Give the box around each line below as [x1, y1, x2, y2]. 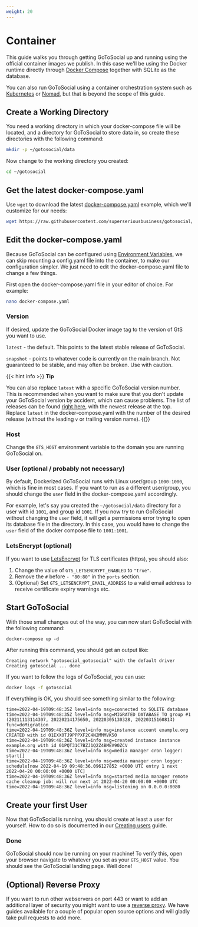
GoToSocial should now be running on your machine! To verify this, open [6, 850, 183, 857]
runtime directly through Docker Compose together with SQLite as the [6, 66, 176, 73]
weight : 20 [6, 8, 33, 15]
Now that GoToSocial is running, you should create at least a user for [6, 815, 173, 823]
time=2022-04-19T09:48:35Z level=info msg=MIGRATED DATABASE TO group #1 [6, 712, 192, 718]
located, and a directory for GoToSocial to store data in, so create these [6, 129, 180, 136]
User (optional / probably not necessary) [6, 464, 125, 473]
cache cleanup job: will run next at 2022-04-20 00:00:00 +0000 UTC [6, 779, 178, 785]
